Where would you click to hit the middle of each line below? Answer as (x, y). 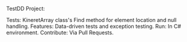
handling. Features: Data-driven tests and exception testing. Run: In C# (94, 26)
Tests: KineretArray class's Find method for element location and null (91, 20)
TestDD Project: (25, 9)
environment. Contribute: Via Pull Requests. (60, 33)
